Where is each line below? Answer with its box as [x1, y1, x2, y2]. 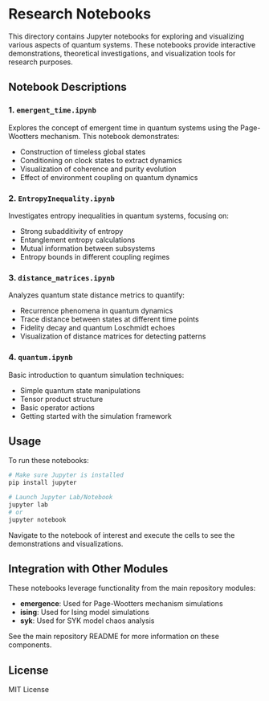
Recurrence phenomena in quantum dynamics [19, 306, 173, 316]
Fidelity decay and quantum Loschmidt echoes [19, 323, 175, 333]
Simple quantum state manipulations [19, 385, 141, 395]
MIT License [8, 685, 50, 695]
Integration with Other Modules [8, 562, 169, 576]
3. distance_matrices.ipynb [8, 272, 115, 283]
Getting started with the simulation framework [19, 411, 173, 420]
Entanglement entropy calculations [19, 235, 136, 244]
